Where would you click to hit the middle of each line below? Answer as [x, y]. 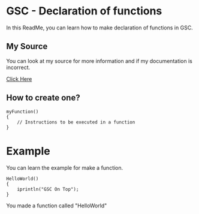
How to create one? [43, 98]
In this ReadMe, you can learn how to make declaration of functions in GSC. [99, 28]
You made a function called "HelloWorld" [57, 206]
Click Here [19, 79]
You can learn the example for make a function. [65, 168]
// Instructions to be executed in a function [76, 122]
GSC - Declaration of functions [84, 11]
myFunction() [22, 111]
